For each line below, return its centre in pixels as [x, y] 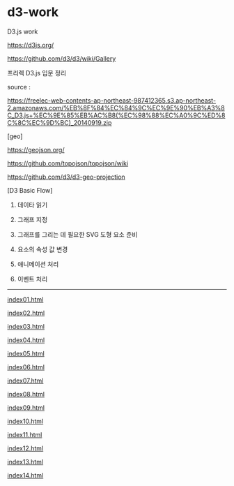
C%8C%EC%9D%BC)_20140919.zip [60, 122]
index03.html [26, 326]
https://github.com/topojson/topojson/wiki [68, 163]
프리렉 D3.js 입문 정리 [37, 73]
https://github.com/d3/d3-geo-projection [66, 177]
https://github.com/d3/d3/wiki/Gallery [62, 58]
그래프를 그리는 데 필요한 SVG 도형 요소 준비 [77, 234]
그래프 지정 [32, 219]
